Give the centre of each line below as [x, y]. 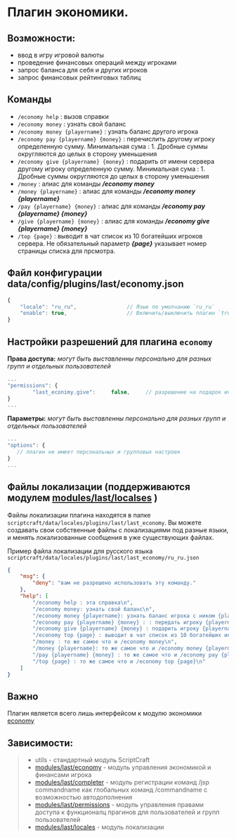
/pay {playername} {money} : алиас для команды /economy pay [111, 206]
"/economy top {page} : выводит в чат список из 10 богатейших [127, 636]
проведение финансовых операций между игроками [97, 63]
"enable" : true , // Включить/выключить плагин [118, 314]
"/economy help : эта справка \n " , [83, 602]
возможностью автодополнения [84, 797]
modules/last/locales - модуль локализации [99, 827]
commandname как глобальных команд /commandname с [121, 789]
